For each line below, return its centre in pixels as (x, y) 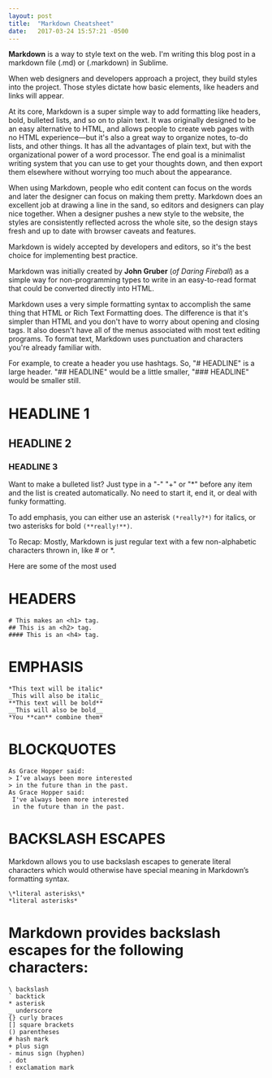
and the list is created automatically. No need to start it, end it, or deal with (133, 493)
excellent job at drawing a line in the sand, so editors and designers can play (136, 205)
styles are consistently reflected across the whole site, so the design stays (133, 223)
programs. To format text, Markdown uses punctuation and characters (126, 339)
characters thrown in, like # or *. (62, 551)
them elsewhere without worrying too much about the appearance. (120, 172)
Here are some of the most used (63, 566)
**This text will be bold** (56, 703)
